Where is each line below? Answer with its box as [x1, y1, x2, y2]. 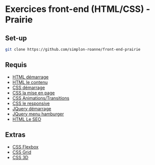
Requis [5, 61, 27, 69]
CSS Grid [12, 149, 31, 155]
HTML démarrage [12, 74, 49, 80]
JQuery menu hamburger [12, 111, 64, 117]
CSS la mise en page [12, 89, 55, 95]
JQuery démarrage [12, 105, 52, 111]
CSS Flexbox [12, 144, 39, 150]
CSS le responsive [12, 100, 50, 106]
